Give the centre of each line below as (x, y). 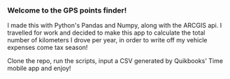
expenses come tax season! (48, 48)
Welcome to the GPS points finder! (67, 10)
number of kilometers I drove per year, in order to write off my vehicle (107, 40)
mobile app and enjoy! (39, 69)
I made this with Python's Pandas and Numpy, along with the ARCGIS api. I (115, 26)
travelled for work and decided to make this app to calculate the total (106, 33)
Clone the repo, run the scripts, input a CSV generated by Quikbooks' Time (115, 61)
